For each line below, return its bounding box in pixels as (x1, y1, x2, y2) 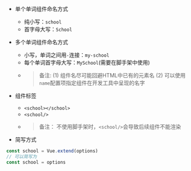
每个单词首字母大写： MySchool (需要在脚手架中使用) (23, 59, 151, 66)
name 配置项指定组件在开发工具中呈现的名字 (39, 79, 146, 86)
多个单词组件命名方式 (14, 39, 68, 45)
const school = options (6, 159, 66, 165)
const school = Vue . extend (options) (6, 148, 98, 154)
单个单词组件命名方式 (14, 5, 68, 12)
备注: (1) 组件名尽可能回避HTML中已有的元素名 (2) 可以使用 (39, 72, 186, 79)
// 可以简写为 (6, 153, 37, 160)
